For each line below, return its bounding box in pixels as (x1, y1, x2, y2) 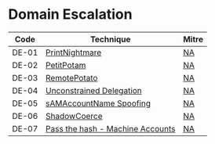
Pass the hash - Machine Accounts (46, 123, 176, 134)
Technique (89, 34, 131, 45)
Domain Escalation (8, 5, 133, 23)
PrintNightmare (46, 47, 102, 58)
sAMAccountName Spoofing (46, 98, 151, 109)
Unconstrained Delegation (46, 85, 143, 95)
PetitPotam (46, 59, 86, 70)
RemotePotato (46, 72, 98, 83)
